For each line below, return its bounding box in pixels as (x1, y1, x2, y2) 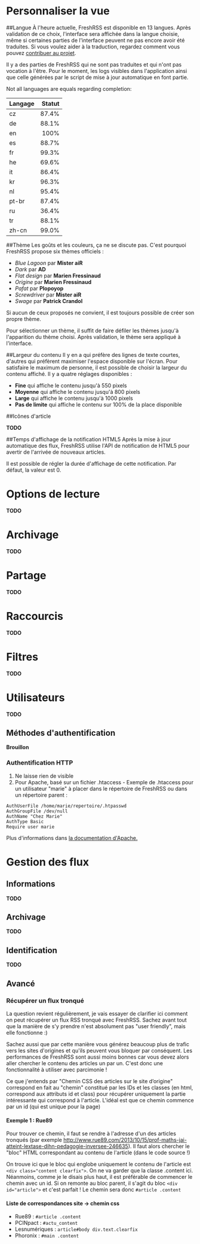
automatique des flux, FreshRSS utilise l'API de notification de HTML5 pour (6, 442, 190, 449)
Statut (41, 99, 60, 108)
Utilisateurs (6, 690, 65, 704)
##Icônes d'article (6, 412, 51, 420)
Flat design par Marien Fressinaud (14, 272, 101, 279)
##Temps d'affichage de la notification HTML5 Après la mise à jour (6, 435, 171, 443)
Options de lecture (6, 487, 100, 501)
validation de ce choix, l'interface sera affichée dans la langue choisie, (6, 30, 180, 37)
